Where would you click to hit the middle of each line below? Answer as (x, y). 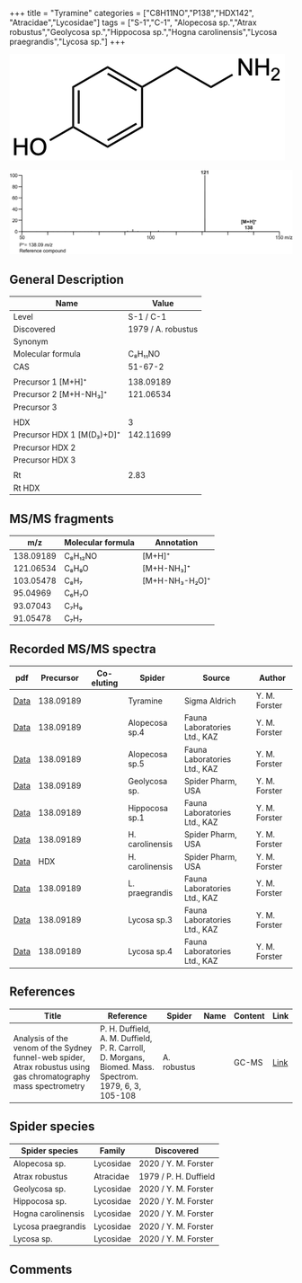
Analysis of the (41, 1039)
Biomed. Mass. (127, 1067)
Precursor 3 (35, 407)
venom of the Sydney (53, 1048)
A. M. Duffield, (126, 1039)
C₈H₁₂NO (81, 555)
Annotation (177, 543)
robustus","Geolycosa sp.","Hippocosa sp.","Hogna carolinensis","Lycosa (143, 32)
